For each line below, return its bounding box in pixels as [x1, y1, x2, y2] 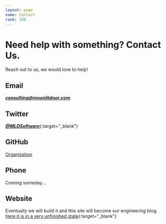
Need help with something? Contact [5, 39, 161, 50]
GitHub [5, 138, 29, 147]
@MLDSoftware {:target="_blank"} [5, 123, 78, 129]
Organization [5, 151, 33, 157]
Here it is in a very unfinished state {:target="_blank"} [5, 213, 117, 219]
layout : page [5, 7, 33, 13]
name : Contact [5, 12, 36, 17]
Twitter [5, 109, 29, 118]
